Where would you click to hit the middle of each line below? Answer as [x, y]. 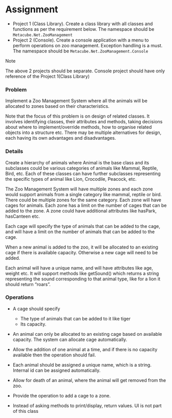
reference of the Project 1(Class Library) [48, 76]
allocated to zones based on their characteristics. [57, 106]
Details [14, 151]
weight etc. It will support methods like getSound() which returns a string [82, 273]
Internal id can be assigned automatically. [57, 370]
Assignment [32, 9]
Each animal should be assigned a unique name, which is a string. [82, 365]
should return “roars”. [28, 284]
